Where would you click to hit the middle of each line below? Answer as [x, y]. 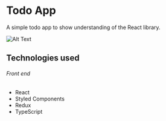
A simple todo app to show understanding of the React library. [84, 27]
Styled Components [40, 99]
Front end [18, 73]
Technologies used [43, 58]
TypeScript [29, 111]
